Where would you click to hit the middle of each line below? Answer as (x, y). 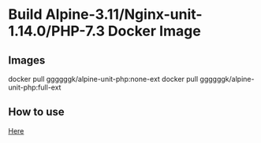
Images (27, 60)
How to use (36, 112)
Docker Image (154, 31)
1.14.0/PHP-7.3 (56, 31)
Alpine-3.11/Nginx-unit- (124, 15)
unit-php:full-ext (35, 87)
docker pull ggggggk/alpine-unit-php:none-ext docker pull (103, 79)
